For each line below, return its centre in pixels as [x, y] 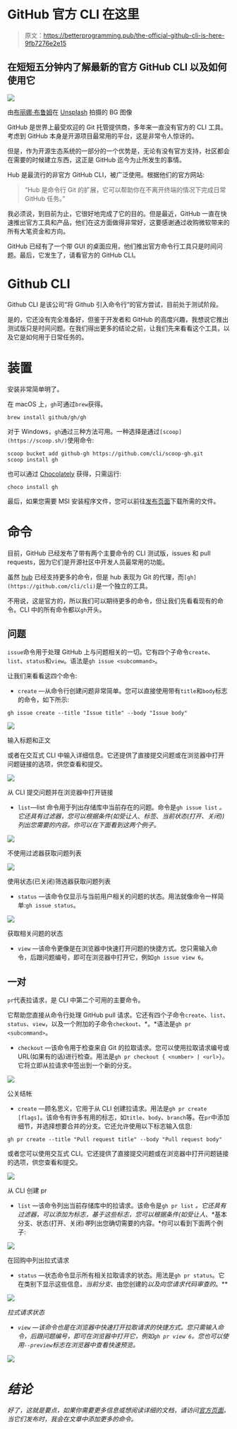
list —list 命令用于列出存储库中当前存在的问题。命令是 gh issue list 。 [121, 807]
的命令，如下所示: [43, 700]
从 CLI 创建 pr [27, 1190]
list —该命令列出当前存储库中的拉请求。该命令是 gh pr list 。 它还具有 [122, 1206]
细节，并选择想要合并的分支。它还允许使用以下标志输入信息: [105, 1126]
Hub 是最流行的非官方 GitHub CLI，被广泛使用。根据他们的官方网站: [106, 174]
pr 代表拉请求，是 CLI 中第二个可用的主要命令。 [76, 1000]
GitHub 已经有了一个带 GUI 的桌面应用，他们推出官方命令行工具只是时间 [112, 246]
